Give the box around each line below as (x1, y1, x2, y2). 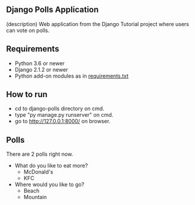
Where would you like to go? (14, 181, 85, 188)
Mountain (23, 194, 47, 201)
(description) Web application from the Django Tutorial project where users (6, 20, 190, 27)
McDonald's (23, 168, 53, 175)
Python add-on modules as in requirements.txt (14, 72, 129, 79)
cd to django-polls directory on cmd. (14, 105, 105, 112)
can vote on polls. (6, 27, 50, 34)
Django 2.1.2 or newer (14, 66, 68, 73)
